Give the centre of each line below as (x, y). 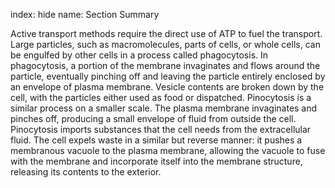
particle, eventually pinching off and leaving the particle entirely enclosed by (168, 76)
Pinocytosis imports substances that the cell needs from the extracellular (161, 129)
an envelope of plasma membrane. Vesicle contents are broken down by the (167, 87)
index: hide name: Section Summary (85, 14)
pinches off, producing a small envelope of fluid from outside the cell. (153, 118)
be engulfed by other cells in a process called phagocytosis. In (139, 55)
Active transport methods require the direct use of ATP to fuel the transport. (166, 33)
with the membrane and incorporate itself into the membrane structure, (156, 161)
